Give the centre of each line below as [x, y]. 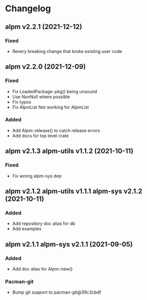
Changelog [28, 9]
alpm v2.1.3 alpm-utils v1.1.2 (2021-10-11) [69, 151]
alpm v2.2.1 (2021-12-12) [44, 27]
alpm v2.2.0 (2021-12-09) [45, 67]
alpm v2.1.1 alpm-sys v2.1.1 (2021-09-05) [69, 244]
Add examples [27, 229]
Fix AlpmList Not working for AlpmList [51, 107]
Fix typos [22, 102]
